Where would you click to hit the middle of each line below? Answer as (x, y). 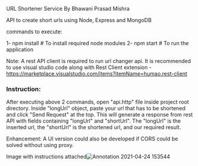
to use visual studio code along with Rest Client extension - (79, 67)
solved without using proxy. (40, 145)
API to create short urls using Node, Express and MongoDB (79, 20)
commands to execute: (34, 32)
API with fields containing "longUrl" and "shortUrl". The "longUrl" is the (93, 121)
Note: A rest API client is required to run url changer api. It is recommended (98, 61)
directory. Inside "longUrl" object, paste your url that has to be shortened (96, 108)
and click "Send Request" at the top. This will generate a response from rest (100, 115)
